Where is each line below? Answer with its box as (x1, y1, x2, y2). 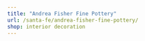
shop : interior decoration (7, 23, 86, 30)
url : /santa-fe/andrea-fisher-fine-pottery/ (7, 17, 139, 24)
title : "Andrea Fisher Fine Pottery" (7, 10, 117, 17)
